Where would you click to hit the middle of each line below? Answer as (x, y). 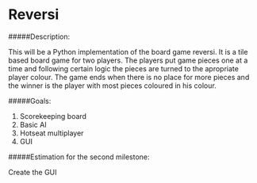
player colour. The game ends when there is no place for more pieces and (129, 77)
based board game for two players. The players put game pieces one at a (128, 60)
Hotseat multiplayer (52, 133)
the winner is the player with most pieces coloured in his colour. (112, 86)
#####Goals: (30, 101)
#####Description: (39, 36)
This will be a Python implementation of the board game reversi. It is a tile (128, 51)
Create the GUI (33, 172)
